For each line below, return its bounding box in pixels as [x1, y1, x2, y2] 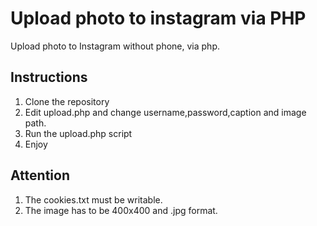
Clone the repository [24, 95, 110, 107]
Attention [10, 167, 70, 184]
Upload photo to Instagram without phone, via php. [10, 40, 220, 52]
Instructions [10, 69, 88, 86]
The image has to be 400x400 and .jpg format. [24, 204, 218, 216]
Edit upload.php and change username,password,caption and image [24, 106, 307, 118]
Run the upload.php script [24, 127, 133, 139]
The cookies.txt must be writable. [24, 193, 163, 206]
